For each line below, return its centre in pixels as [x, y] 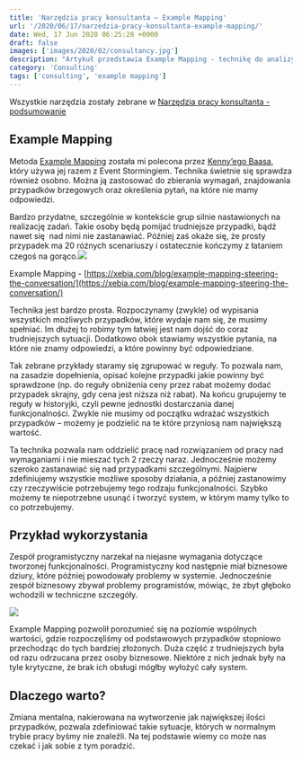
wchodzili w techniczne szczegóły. [74, 595]
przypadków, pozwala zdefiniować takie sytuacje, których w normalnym [142, 727]
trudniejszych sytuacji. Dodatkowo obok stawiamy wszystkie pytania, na [143, 339]
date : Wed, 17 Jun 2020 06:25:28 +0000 [84, 34]
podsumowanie [38, 111]
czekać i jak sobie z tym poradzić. [72, 746]
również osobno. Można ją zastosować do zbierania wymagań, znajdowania [150, 180]
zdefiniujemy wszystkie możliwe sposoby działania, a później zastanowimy [148, 478]
